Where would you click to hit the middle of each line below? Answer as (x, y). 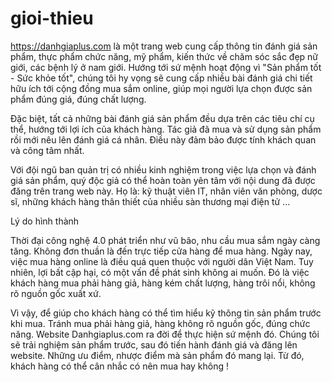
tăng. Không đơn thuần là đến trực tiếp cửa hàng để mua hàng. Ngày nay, (161, 251)
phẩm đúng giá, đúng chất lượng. (78, 99)
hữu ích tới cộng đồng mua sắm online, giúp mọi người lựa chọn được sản (161, 88)
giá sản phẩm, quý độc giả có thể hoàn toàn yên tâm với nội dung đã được (163, 180)
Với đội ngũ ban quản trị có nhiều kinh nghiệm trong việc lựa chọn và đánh (163, 169)
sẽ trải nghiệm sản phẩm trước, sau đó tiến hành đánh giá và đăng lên (154, 344)
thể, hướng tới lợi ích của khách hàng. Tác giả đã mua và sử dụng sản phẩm (166, 129)
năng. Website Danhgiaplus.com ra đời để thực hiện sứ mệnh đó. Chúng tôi (165, 334)
